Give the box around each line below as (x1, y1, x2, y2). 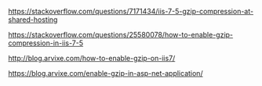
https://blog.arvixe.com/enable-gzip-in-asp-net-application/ (8, 69, 203, 77)
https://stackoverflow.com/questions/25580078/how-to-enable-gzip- (8, 30, 234, 39)
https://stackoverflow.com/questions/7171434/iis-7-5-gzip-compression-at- (8, 7, 253, 16)
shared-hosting (8, 15, 58, 24)
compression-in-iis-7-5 (8, 38, 84, 48)
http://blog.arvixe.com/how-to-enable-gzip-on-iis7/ (8, 54, 176, 63)
